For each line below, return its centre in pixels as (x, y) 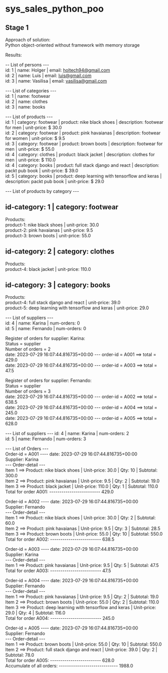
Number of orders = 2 (28, 349)
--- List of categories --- (31, 91)
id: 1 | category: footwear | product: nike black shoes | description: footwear (84, 122)
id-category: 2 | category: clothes (60, 252)
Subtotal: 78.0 (20, 655)
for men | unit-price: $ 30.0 (34, 128)
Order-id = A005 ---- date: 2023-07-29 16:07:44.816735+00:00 (72, 628)
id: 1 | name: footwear (28, 96)
